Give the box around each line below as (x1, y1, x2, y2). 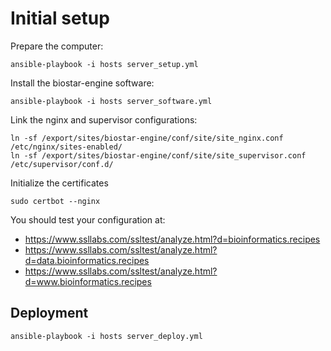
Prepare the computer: (10, 40, 104, 52)
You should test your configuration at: (10, 213, 166, 226)
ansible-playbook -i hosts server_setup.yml (10, 59, 199, 69)
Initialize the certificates (10, 177, 109, 189)
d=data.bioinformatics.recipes (24, 254, 150, 266)
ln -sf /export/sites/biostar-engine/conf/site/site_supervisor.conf (10, 150, 307, 161)
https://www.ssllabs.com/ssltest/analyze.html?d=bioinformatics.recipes (24, 233, 321, 245)
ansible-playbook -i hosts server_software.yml (10, 96, 213, 106)
